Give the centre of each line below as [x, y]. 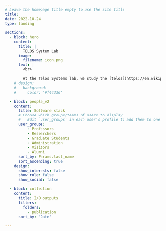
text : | [26, 65]
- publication [41, 212]
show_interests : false [41, 171]
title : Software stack [41, 111]
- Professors [41, 129]
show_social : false [38, 180]
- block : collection [31, 189]
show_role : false [36, 175]
